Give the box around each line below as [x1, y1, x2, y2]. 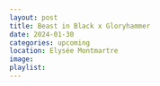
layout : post [9, 13, 58, 22]
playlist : [9, 64, 47, 73]
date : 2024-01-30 [9, 30, 75, 39]
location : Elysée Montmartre [9, 47, 119, 56]
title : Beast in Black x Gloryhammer [9, 21, 151, 30]
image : [9, 55, 34, 64]
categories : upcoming [9, 38, 91, 47]
